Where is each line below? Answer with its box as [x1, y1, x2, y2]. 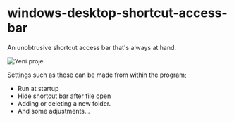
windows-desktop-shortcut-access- [7, 5, 228, 21]
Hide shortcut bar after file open [17, 92, 111, 100]
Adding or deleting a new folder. [17, 99, 111, 107]
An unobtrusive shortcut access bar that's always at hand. [7, 43, 177, 51]
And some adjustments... [17, 106, 90, 115]
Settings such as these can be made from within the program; [7, 71, 187, 79]
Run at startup [17, 84, 59, 92]
